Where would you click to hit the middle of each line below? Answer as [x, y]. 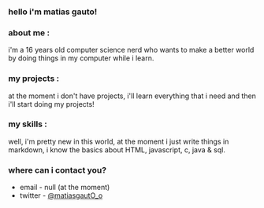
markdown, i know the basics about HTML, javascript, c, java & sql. [117, 150]
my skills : [28, 124]
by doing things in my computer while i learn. [81, 58]
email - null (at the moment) [65, 188]
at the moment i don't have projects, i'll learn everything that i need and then [132, 96]
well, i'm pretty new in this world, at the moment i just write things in [119, 141]
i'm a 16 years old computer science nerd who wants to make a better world [131, 50]
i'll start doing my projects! [51, 104]
